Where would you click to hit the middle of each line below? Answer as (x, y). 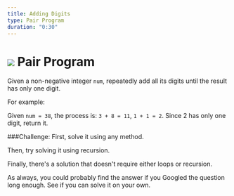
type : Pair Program (36, 20)
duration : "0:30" (33, 27)
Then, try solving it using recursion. (59, 150)
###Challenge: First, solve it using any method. (76, 137)
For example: (26, 102)
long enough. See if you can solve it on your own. (79, 185)
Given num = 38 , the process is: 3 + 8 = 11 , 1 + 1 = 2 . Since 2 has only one (117, 116)
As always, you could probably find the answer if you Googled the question (116, 178)
